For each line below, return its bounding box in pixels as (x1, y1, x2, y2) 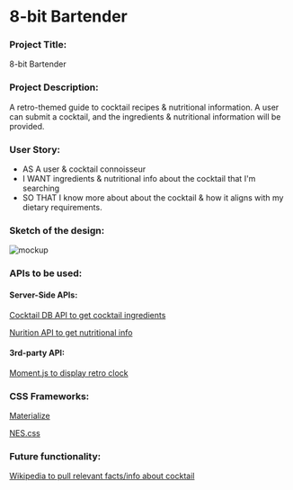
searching (22, 183, 60, 194)
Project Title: (9, 39, 67, 51)
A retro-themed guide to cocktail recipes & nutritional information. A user (9, 102, 280, 112)
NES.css (9, 428, 40, 438)
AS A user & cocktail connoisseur (22, 164, 146, 174)
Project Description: (9, 81, 99, 94)
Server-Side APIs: (9, 290, 78, 300)
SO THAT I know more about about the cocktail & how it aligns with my (22, 192, 284, 203)
